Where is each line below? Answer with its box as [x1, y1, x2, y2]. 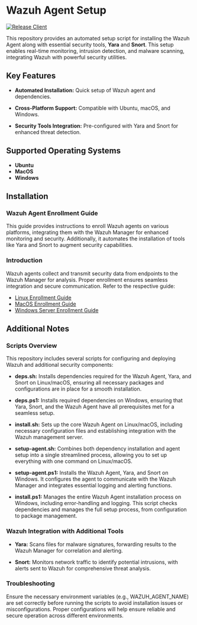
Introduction [6, 256, 43, 265]
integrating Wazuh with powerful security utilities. [6, 53, 127, 61]
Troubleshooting [6, 579, 55, 588]
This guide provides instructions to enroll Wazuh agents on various [6, 223, 169, 230]
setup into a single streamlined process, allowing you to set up [14, 452, 167, 459]
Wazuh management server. [14, 434, 84, 441]
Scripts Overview [6, 341, 57, 350]
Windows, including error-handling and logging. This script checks [14, 500, 177, 507]
